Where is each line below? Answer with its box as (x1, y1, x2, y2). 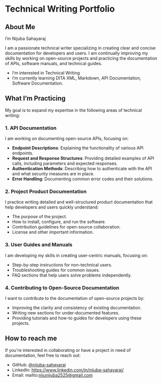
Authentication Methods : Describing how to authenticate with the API (12, 166, 152, 172)
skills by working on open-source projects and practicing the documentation (5, 55, 158, 61)
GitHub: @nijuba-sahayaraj (12, 362, 66, 367)
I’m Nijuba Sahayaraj (5, 35, 46, 41)
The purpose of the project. (12, 214, 67, 220)
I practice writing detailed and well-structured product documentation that (5, 199, 153, 205)
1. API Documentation (5, 124, 57, 131)
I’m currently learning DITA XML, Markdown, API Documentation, (12, 75, 141, 81)
